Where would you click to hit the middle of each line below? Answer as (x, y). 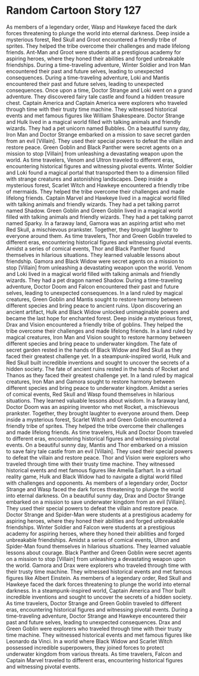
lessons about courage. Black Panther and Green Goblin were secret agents (99, 553)
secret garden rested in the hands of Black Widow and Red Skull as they (94, 350)
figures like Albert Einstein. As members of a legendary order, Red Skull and (99, 578)
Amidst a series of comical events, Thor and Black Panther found (86, 249)
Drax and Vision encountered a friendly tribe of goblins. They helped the (95, 324)
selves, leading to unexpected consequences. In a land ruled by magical (94, 293)
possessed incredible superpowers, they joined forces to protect (85, 647)
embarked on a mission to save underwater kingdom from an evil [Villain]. (96, 502)
